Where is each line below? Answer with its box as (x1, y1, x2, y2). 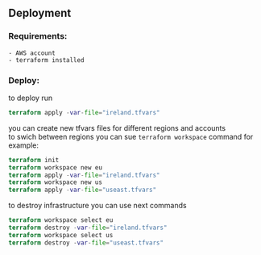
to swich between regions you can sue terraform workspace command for (8, 132, 254, 141)
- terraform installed (8, 56, 85, 64)
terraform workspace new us (8, 178, 103, 186)
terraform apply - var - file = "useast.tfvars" (8, 186, 157, 194)
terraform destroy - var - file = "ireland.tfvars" (8, 224, 168, 232)
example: (8, 140, 39, 150)
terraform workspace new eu (8, 163, 103, 172)
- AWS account (8, 48, 56, 57)
